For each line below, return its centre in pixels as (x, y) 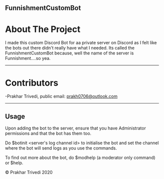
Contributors (32, 83)
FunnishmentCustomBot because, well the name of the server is (70, 53)
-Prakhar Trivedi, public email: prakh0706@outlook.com (61, 96)
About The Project (43, 29)
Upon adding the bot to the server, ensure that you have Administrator (76, 128)
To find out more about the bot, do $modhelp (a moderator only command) (80, 158)
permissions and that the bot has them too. (48, 133)
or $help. (14, 163)
